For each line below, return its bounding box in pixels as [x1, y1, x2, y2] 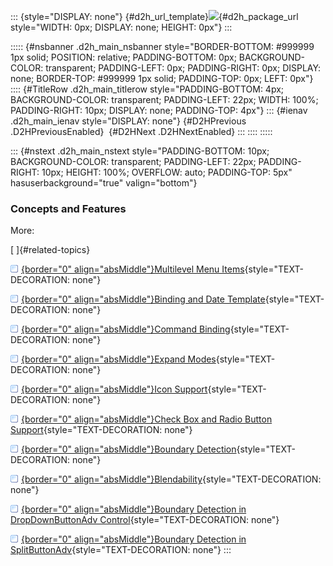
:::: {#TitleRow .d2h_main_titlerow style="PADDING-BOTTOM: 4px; [10, 83, 285, 95]
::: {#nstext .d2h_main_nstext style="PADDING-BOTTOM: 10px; [10, 145, 270, 157]
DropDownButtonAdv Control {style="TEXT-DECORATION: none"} [10, 514, 280, 526]
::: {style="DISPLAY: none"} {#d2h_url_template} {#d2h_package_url [10, 11, 299, 22]
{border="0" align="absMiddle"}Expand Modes [21, 353, 217, 365]
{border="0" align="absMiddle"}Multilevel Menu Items [21, 263, 245, 275]
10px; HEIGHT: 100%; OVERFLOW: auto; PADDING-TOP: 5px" [41, 166, 293, 178]
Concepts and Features [10, 201, 127, 215]
